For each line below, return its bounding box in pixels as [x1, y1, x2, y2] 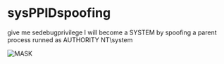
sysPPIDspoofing [7, 5, 111, 21]
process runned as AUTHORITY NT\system [7, 35, 133, 44]
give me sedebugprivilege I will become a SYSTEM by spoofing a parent [7, 28, 217, 37]
